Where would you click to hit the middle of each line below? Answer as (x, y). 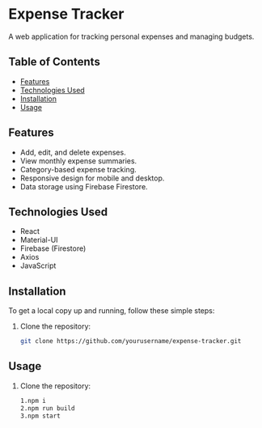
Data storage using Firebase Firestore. (84, 186)
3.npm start (40, 416)
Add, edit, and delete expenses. (73, 152)
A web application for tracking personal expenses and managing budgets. (131, 36)
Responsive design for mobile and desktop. (92, 178)
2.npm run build (47, 408)
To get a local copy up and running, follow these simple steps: (112, 311)
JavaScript (38, 266)
